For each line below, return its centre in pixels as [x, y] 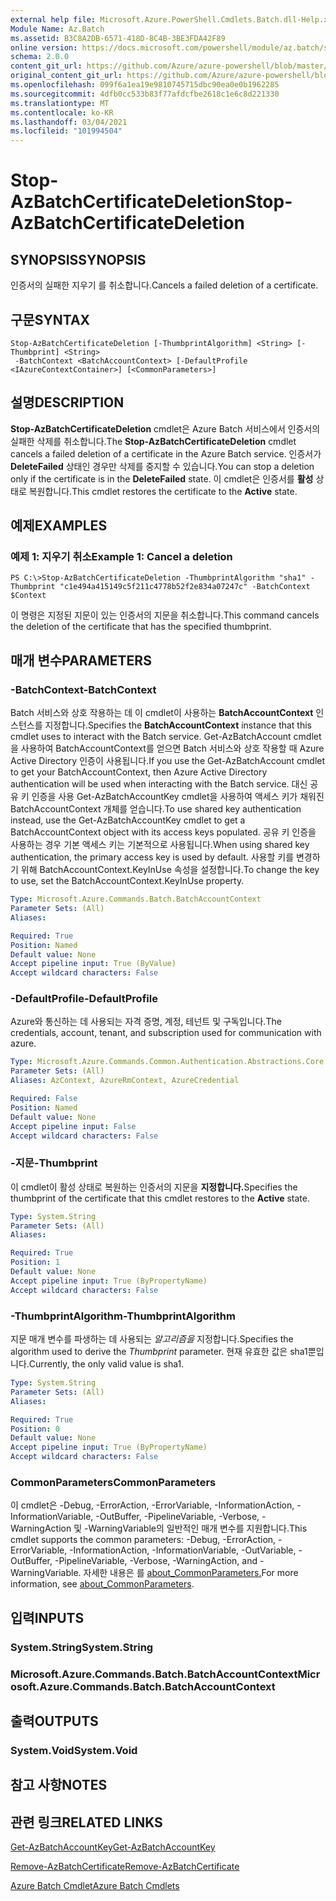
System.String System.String [82, 1647]
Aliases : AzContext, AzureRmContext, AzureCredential [125, 1081]
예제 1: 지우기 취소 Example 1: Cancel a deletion [121, 557]
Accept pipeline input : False [73, 1126]
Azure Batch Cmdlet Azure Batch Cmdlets [95, 1886]
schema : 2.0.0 [40, 57]
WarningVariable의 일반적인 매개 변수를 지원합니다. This [198, 1528]
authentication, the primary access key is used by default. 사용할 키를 [152, 857]
